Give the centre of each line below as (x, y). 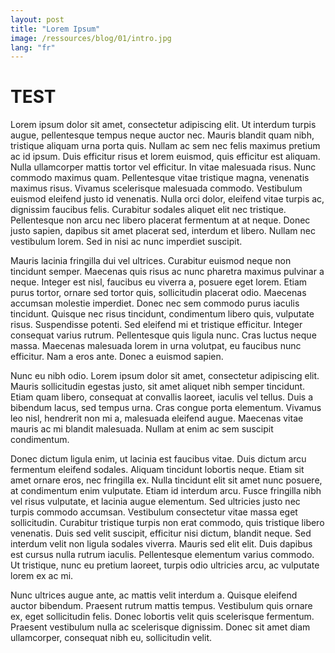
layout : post (37, 19)
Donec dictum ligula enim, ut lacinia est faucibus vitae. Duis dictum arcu (158, 459)
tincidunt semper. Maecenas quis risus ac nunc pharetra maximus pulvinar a (167, 272)
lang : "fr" (33, 47)
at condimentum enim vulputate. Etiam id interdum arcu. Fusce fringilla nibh (166, 491)
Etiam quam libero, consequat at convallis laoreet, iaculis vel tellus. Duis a (161, 397)
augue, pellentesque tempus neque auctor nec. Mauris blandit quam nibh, (162, 135)
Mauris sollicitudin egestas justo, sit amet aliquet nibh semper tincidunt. (158, 387)
